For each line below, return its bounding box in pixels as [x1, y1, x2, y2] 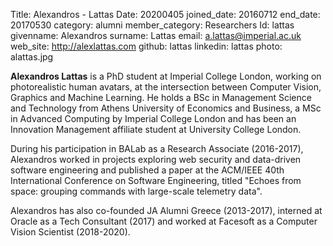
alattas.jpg [10, 51, 54, 63]
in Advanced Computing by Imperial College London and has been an [10, 113, 297, 124]
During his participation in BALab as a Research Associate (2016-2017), [10, 143, 304, 154]
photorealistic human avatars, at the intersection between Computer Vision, [10, 81, 322, 93]
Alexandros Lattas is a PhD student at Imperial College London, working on [10, 70, 322, 82]
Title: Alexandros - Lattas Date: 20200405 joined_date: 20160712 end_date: [10, 9, 321, 20]
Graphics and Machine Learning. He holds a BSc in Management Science [10, 92, 312, 103]
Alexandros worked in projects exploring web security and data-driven [10, 154, 302, 165]
